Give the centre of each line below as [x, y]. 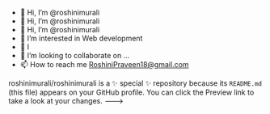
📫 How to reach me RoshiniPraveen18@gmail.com [104, 64]
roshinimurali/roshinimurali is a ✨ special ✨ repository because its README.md [135, 83]
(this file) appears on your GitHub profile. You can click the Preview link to [131, 92]
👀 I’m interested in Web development [81, 38]
